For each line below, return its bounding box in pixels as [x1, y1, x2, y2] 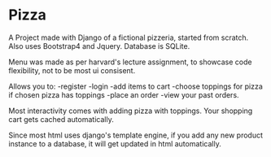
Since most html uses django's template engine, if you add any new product [8, 130, 263, 140]
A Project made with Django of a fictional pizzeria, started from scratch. [8, 33, 249, 42]
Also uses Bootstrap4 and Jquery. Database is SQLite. [8, 41, 190, 50]
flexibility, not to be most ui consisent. [8, 65, 136, 75]
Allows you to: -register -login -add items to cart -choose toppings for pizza [8, 81, 263, 91]
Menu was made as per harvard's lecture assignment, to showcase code [8, 57, 252, 67]
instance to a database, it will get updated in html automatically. [8, 138, 221, 148]
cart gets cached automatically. [8, 114, 114, 124]
